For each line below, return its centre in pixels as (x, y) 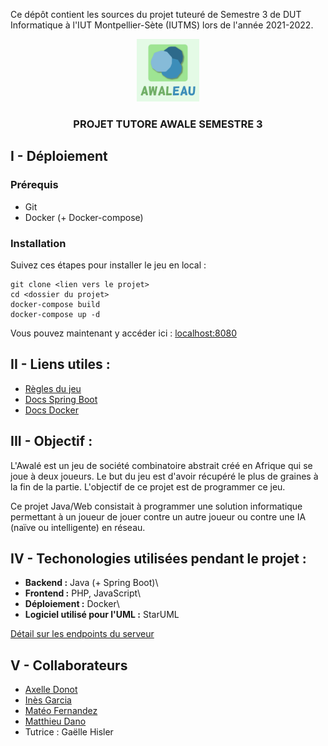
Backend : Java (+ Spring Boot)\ (91, 583)
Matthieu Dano (55, 721)
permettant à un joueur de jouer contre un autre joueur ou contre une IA (158, 516)
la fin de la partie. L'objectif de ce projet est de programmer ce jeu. (148, 486)
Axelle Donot (51, 690)
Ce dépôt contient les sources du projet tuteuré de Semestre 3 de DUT (156, 14)
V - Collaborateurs (69, 665)
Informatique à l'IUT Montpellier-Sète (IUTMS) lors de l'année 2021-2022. (162, 25)
